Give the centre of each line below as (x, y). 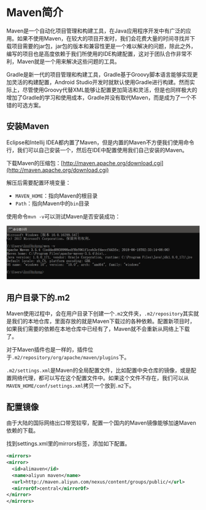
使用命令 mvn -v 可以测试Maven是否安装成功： (63, 216)
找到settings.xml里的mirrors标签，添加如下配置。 (68, 444)
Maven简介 (35, 13)
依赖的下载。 (22, 431)
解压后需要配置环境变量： (39, 182)
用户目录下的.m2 (38, 297)
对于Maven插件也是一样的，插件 (47, 350)
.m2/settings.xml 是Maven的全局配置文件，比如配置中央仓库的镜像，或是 (99, 370)
